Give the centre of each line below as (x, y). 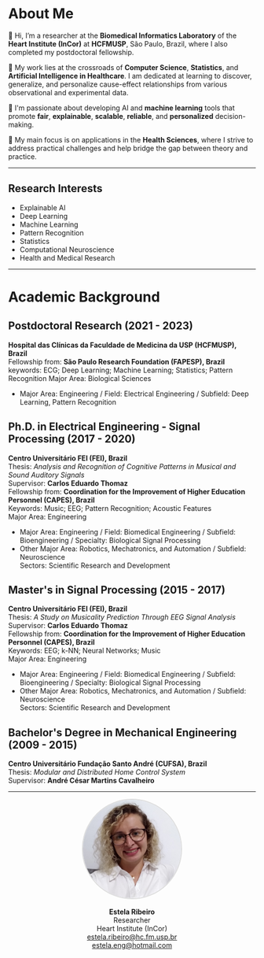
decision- (230, 116)
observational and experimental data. (68, 92)
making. (21, 124)
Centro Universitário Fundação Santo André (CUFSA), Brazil (108, 764)
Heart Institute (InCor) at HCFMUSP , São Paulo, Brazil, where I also (118, 43)
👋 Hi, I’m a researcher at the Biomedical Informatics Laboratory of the (123, 35)
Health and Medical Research (67, 257)
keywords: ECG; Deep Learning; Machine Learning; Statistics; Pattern (121, 370)
